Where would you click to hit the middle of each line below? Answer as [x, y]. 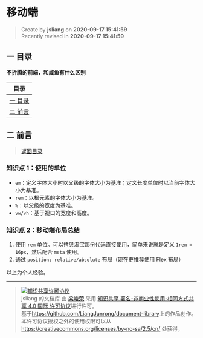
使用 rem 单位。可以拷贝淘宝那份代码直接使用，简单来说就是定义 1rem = [104, 244]
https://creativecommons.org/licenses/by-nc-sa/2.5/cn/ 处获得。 [102, 329]
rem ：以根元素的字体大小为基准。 [56, 197]
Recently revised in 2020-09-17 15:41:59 [72, 36]
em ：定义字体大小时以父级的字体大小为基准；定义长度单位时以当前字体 [102, 182]
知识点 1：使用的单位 [36, 168]
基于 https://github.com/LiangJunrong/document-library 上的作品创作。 [109, 314]
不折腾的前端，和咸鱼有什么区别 [46, 72]
